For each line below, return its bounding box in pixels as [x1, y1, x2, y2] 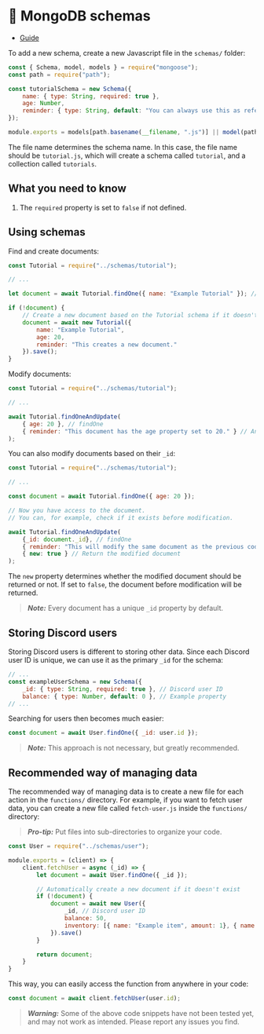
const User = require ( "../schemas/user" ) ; [8, 842, 149, 850]
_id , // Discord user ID [64, 907, 146, 915]
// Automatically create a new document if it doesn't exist [36, 885, 241, 893]
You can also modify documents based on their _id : [8, 449, 175, 459]
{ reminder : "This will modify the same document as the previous [22, 543, 244, 550]
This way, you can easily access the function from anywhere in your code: [8, 979, 249, 988]
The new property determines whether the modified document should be [8, 572, 242, 581]
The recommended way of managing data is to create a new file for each [8, 787, 244, 796]
